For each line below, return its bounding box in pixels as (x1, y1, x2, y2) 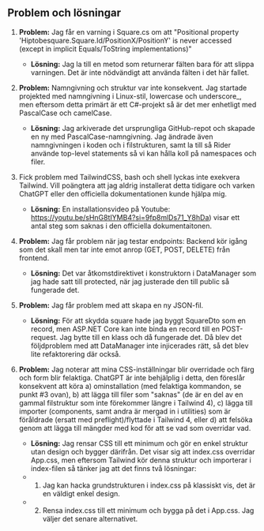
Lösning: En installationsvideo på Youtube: (30, 204, 171, 214)
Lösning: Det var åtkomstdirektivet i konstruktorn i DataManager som (30, 268, 257, 278)
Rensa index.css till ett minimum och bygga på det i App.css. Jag (42, 505, 255, 515)
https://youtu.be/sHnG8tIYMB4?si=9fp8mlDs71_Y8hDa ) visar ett (30, 212, 240, 222)
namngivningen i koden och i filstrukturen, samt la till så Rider (30, 140, 231, 149)
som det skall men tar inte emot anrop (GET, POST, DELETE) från (18, 245, 231, 254)
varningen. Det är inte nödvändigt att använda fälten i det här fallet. (30, 67, 250, 77)
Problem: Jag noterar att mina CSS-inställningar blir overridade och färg (18, 365, 255, 374)
